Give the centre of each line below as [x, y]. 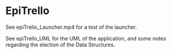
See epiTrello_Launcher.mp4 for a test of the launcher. [71, 27]
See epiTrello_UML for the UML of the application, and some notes [86, 38]
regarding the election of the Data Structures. [60, 45]
